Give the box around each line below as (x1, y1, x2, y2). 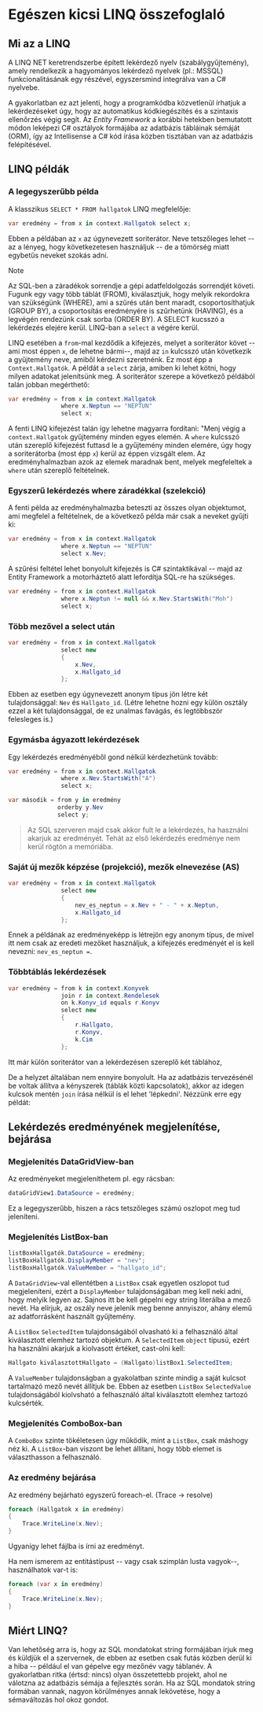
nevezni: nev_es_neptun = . (8, 947, 93, 956)
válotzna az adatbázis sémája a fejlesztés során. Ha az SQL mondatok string (8, 1678, 255, 1688)
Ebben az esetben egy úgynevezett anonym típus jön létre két (8, 690, 208, 699)
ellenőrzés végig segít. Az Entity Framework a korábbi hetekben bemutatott (8, 115, 253, 124)
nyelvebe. (8, 83, 40, 92)
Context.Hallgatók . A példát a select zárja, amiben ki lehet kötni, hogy (8, 363, 237, 372)
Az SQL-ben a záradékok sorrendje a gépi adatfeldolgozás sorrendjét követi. (8, 281, 256, 290)
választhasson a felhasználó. (8, 1452, 102, 1462)
